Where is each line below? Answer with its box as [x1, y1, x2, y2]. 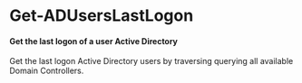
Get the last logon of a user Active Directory [9, 35, 179, 46]
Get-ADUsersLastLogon [9, 5, 194, 26]
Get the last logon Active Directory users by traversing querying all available [9, 56, 294, 67]
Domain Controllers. [9, 65, 84, 77]
